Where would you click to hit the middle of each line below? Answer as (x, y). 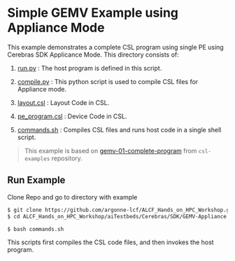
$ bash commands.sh (36, 229)
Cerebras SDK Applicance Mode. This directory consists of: (93, 55)
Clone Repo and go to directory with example (72, 197)
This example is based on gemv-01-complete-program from (111, 150)
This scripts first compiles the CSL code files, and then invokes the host (111, 242)
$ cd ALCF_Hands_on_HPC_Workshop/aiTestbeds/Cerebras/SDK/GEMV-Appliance (117, 216)
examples (37, 159)
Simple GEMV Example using (93, 13)
